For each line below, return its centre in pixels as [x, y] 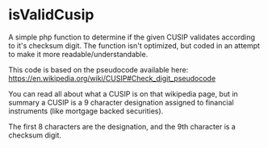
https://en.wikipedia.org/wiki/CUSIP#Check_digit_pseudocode [112, 78]
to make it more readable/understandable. [78, 54]
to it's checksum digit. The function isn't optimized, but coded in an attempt [134, 45]
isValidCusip [51, 15]
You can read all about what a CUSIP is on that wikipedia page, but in [123, 93]
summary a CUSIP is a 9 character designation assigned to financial [121, 102]
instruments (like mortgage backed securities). [86, 111]
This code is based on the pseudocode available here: [98, 69]
